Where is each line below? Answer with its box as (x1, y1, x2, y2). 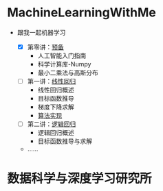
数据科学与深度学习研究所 (7, 171, 153, 186)
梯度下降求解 (37, 103, 74, 111)
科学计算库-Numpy (37, 60, 91, 68)
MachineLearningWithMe (7, 5, 156, 21)
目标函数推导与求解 (37, 137, 93, 145)
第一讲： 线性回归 (27, 77, 76, 85)
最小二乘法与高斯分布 (37, 68, 98, 77)
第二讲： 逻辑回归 (27, 120, 76, 128)
